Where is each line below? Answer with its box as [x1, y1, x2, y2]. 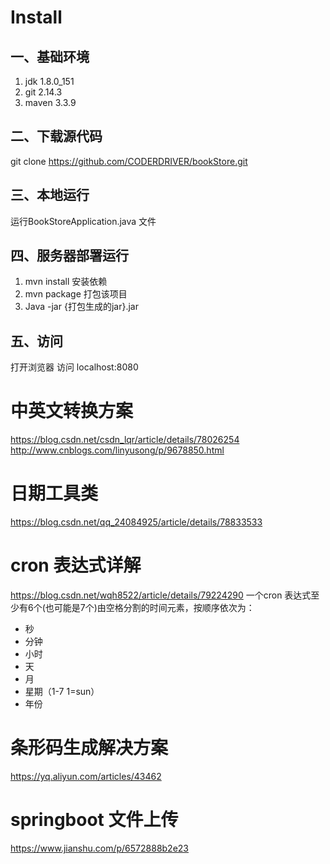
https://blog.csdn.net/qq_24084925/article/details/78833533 [10, 516, 263, 528]
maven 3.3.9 [24, 97, 77, 108]
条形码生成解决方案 [10, 737, 169, 760]
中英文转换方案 [10, 400, 134, 423]
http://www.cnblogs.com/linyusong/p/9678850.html [10, 444, 225, 456]
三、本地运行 [10, 187, 90, 204]
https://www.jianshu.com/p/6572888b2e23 [10, 842, 189, 854]
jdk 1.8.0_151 [24, 76, 75, 87]
